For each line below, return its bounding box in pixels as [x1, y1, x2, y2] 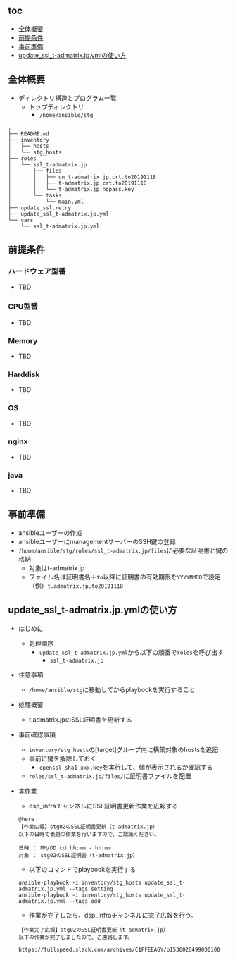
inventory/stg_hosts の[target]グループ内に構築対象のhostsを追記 [28, 745, 219, 753]
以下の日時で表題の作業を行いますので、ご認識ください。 [18, 830, 160, 837]
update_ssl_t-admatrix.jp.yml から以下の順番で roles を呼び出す [39, 648, 224, 656]
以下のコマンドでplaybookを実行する [28, 865, 136, 873]
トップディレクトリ [28, 102, 84, 111]
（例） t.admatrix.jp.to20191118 [28, 581, 124, 590]
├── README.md [8, 130, 50, 137]
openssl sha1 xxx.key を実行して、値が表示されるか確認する [39, 763, 213, 771]
